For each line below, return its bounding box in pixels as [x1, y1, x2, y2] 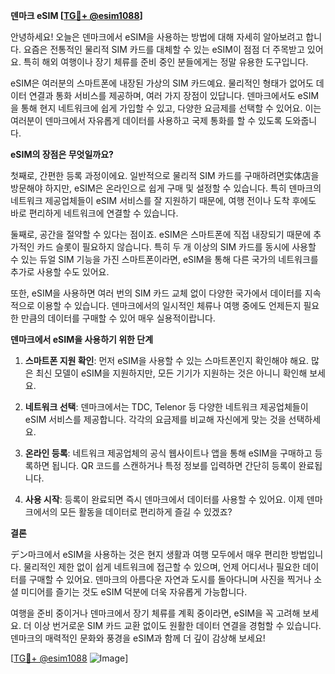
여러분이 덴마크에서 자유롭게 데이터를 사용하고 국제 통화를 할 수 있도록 [10, 115, 283, 126]
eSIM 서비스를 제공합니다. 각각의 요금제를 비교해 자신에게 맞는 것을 [24, 414, 287, 425]
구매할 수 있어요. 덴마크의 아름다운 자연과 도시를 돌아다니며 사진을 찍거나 [28, 574, 312, 585]
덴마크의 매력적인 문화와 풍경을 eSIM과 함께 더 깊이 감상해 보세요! [10, 632, 266, 644]
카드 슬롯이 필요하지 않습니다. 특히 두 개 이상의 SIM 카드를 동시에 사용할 [36, 241, 317, 253]
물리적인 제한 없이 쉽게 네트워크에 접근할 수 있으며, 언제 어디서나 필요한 [23, 561, 301, 573]
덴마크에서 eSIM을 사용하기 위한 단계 [10, 334, 154, 345]
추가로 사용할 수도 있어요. [10, 266, 110, 278]
